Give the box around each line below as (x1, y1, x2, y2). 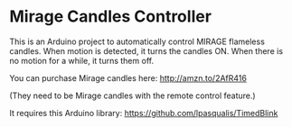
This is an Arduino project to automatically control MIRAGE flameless (9, 36, 265, 47)
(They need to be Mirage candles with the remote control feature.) (9, 90, 256, 101)
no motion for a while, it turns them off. (9, 55, 155, 66)
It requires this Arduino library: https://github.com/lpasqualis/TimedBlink (9, 107, 278, 118)
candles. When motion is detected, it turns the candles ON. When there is (9, 45, 283, 56)
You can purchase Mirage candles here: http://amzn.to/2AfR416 (9, 72, 247, 83)
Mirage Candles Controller (9, 6, 212, 27)
